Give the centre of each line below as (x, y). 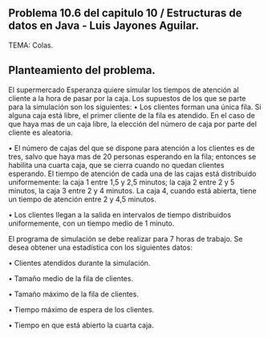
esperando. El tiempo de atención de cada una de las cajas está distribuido (132, 173)
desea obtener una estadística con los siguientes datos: (100, 247)
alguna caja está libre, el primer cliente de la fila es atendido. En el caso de (132, 115)
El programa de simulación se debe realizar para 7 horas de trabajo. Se (126, 238)
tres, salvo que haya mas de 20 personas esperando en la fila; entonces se (132, 157)
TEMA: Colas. (31, 45)
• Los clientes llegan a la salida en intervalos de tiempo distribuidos (120, 214)
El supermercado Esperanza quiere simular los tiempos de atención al (124, 90)
